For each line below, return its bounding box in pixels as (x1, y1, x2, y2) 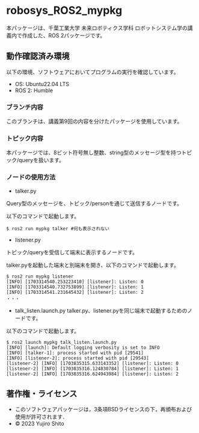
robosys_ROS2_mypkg (6, 4, 123, 17)
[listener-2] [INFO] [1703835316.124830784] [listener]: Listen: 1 (6, 366, 179, 372)
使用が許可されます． (14, 413, 68, 420)
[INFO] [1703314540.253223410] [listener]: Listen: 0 (6, 278, 144, 285)
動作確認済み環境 (6, 51, 70, 61)
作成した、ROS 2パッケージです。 (22, 31, 106, 39)
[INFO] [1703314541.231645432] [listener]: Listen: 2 (6, 289, 144, 295)
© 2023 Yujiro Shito (14, 420, 64, 428)
